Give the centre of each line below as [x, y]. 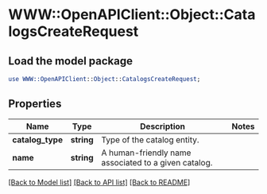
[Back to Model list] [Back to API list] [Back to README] [99, 182]
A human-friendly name [146, 153]
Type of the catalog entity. [150, 139]
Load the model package [71, 61]
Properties [35, 104]
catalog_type [38, 139]
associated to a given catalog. [157, 162]
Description [163, 126]
